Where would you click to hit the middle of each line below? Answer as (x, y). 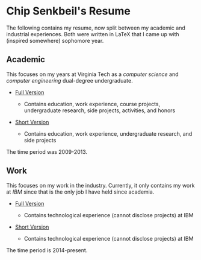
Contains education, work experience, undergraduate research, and (108, 133)
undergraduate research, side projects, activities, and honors (100, 110)
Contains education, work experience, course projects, (92, 104)
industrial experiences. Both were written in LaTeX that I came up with (93, 34)
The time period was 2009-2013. (47, 151)
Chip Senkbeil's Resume (68, 11)
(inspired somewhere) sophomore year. (55, 40)
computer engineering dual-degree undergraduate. (70, 80)
